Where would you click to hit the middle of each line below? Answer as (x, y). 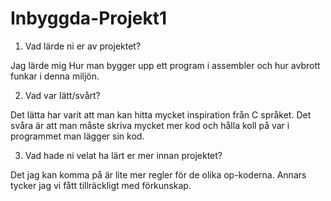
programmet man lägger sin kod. (77, 136)
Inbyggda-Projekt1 (89, 18)
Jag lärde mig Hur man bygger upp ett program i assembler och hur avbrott (165, 65)
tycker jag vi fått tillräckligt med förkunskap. (101, 185)
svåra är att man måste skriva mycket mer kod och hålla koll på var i (150, 125)
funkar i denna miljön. (55, 76)
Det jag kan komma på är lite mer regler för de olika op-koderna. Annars (158, 174)
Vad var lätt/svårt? (62, 95)
